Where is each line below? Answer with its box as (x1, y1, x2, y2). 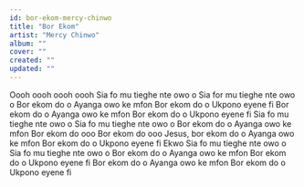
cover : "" (9, 47, 47, 57)
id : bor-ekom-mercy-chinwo (9, 13, 112, 23)
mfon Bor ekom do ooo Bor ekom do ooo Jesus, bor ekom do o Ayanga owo (9, 128, 295, 139)
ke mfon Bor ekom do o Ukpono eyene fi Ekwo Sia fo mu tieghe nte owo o (9, 138, 287, 149)
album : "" (9, 38, 47, 48)
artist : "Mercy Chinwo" (9, 30, 100, 39)
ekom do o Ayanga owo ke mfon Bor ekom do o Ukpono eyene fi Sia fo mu (9, 109, 289, 119)
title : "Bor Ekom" (9, 22, 79, 31)
